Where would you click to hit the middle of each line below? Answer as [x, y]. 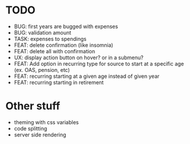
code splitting [30, 128]
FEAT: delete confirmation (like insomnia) [64, 45]
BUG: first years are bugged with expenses [66, 26]
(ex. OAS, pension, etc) [42, 70]
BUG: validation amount [43, 32]
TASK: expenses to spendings [50, 39]
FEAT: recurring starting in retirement [59, 82]
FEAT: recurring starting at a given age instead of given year [86, 76]
